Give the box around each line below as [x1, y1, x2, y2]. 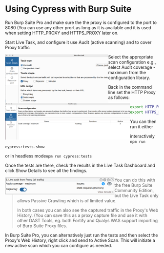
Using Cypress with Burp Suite [5, 3, 132, 15]
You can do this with [114, 177, 155, 183]
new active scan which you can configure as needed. [5, 242, 112, 248]
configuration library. [108, 75, 150, 80]
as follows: [108, 94, 130, 100]
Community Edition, [114, 187, 154, 193]
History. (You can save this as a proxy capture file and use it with [17, 212, 147, 218]
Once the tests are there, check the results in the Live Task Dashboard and [5, 162, 155, 168]
